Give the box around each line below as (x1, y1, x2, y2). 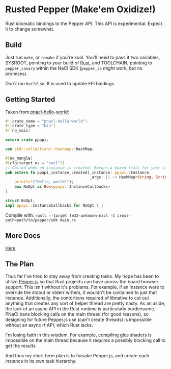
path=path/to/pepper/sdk (5, 217, 58, 223)
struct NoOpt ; (5, 198, 36, 203)
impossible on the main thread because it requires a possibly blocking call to (5, 337, 166, 343)
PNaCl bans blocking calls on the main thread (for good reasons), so (5, 311, 149, 317)
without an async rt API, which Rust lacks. (5, 322, 93, 328)
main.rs (60, 217, 76, 223)
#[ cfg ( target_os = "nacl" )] (5, 160, 65, 165)
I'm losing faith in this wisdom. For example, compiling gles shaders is (5, 332, 152, 338)
